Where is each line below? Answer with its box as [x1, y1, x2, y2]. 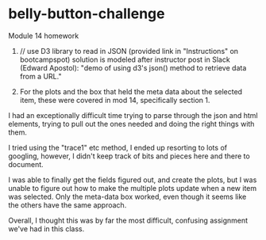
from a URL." [19, 71, 62, 81]
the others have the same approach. [8, 200, 127, 210]
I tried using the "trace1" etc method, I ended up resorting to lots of [8, 143, 228, 152]
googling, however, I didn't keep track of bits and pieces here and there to [8, 151, 250, 161]
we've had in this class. [8, 223, 85, 234]
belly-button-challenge [8, 5, 165, 23]
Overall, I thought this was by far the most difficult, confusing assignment [8, 215, 249, 225]
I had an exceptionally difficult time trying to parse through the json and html [8, 110, 258, 120]
